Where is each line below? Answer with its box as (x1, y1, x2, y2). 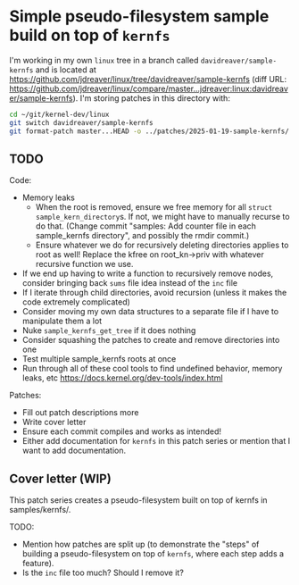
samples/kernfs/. (9, 505, 71, 515)
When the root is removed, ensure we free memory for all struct (35, 202, 273, 213)
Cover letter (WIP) (9, 471, 112, 486)
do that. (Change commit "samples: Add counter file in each (35, 221, 257, 231)
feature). (21, 558, 54, 569)
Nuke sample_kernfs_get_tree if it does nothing (21, 325, 196, 336)
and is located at (35, 64, 96, 75)
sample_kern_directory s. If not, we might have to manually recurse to (35, 212, 290, 222)
